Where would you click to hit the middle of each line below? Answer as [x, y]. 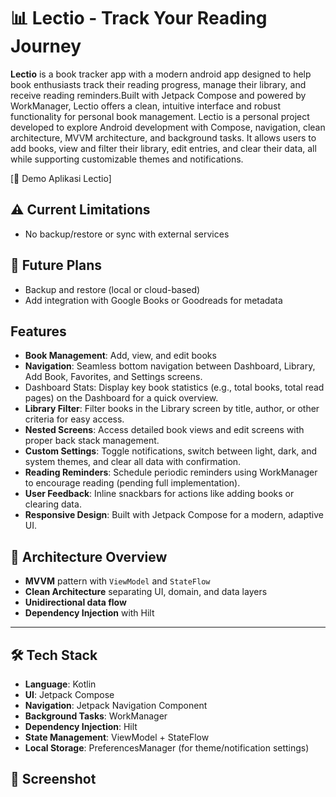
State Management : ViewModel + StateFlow [117, 737]
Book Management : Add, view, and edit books [120, 356]
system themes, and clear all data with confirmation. [133, 462]
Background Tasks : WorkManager [96, 716]
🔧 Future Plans [56, 265]
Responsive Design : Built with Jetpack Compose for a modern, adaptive [174, 515]
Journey [46, 46]
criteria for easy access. [74, 419]
